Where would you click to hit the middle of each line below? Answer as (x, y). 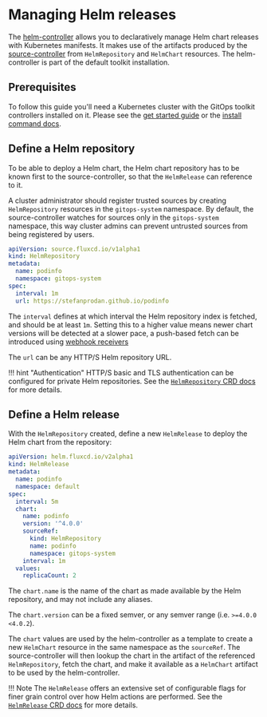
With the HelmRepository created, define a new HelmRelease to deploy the (128, 434)
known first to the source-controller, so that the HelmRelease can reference (130, 176)
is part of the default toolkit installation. (105, 62)
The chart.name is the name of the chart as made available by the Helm (125, 591)
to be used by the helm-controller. (64, 673)
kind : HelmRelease (39, 465)
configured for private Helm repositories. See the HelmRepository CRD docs (132, 381)
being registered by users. (51, 234)
